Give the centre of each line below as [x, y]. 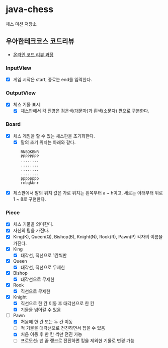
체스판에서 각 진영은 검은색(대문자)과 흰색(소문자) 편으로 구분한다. [85, 111]
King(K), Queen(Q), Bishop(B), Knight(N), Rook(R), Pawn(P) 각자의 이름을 [88, 237]
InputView [19, 68]
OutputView [21, 93]
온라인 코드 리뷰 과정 [33, 55]
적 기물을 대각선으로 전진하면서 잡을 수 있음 [63, 328]
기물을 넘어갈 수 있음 [41, 310]
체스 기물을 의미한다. [33, 224]
